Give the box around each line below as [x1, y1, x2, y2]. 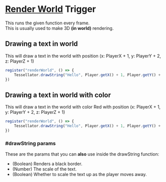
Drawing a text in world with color [5, 91, 111, 99]
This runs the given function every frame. [5, 20, 90, 26]
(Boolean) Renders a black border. [12, 161, 83, 167]
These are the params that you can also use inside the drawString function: [5, 151, 160, 157]
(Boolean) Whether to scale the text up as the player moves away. [12, 172, 147, 178]
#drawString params [5, 140, 56, 147]
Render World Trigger [5, 3, 96, 15]
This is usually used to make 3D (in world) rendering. [5, 25, 114, 31]
